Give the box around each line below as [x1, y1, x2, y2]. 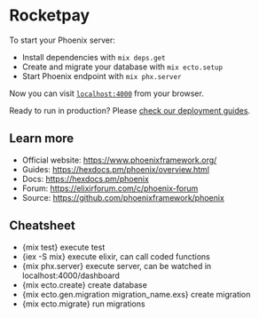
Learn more [9, 131, 75, 147]
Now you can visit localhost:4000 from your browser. [9, 88, 204, 99]
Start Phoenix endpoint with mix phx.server [21, 70, 182, 81]
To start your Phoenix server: [9, 35, 115, 45]
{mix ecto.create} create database [21, 279, 148, 290]
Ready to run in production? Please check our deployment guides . [9, 105, 251, 115]
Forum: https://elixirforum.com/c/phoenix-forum [21, 183, 199, 194]
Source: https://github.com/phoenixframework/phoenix [21, 192, 224, 203]
